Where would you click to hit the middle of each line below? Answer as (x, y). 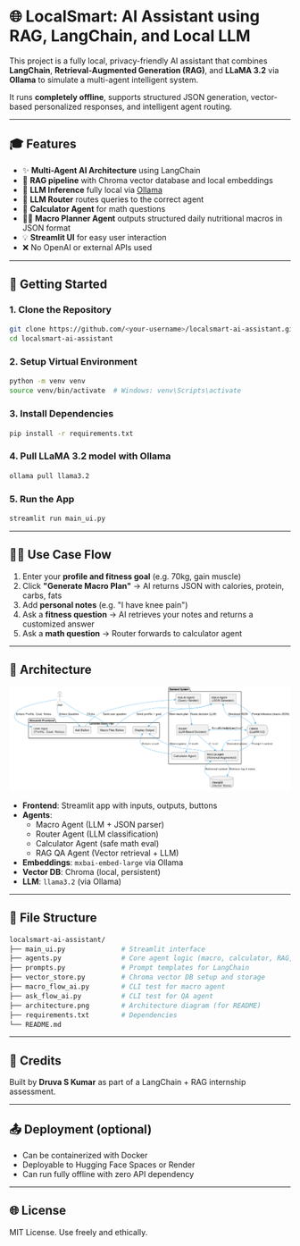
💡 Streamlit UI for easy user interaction (94, 237)
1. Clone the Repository (60, 310)
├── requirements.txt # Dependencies (93, 1015)
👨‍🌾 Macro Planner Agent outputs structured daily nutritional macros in (152, 218)
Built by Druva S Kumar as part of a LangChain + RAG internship (128, 1082)
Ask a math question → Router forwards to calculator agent (132, 633)
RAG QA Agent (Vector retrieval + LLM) (107, 853)
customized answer (58, 624)
